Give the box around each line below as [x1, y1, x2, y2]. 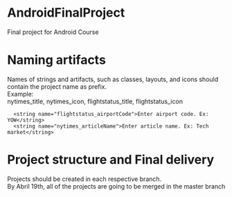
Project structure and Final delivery [7, 152, 215, 168]
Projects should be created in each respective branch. [7, 175, 162, 183]
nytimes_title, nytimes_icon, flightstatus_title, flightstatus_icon [7, 97, 184, 105]
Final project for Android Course [7, 28, 99, 36]
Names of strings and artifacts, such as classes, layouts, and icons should [7, 75, 219, 83]
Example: [7, 89, 34, 98]
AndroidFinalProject [7, 5, 125, 21]
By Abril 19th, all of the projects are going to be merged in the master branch [7, 182, 226, 190]
